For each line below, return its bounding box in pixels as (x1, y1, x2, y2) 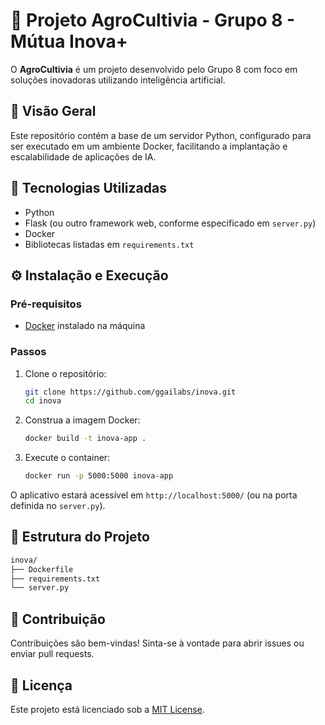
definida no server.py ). (10, 500, 106, 512)
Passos (10, 345, 47, 359)
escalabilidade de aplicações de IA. (10, 150, 157, 163)
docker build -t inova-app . (24, 434, 147, 444)
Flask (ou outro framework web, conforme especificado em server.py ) (24, 217, 317, 229)
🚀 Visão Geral (10, 103, 97, 120)
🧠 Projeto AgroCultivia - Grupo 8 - (10, 9, 296, 32)
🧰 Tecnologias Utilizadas (10, 180, 167, 197)
